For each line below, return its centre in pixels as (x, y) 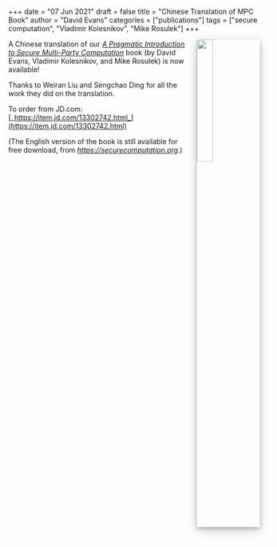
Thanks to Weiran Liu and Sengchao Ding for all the (93, 85)
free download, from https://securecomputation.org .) (95, 150)
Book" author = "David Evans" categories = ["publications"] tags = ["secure (133, 20)
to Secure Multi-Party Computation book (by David (92, 52)
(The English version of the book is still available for (93, 142)
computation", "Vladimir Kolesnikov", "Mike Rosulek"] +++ (104, 28)
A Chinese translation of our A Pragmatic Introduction (97, 44)
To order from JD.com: (46, 109)
